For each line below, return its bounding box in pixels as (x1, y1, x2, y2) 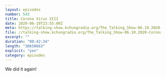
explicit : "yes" (5, 48, 39, 53)
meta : (5, 26, 16, 30)
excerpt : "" (5, 35, 30, 40)
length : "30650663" (5, 44, 45, 49)
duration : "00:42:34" (5, 39, 50, 44)
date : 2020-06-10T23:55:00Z (5, 21, 63, 26)
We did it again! (5, 66, 37, 72)
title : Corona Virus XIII (5, 16, 58, 21)
